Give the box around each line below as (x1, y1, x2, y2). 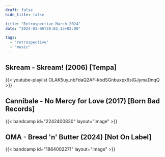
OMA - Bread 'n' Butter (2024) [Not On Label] (5, 133, 152, 141)
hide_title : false (5, 12, 44, 17)
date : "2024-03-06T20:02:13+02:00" (5, 26, 81, 31)
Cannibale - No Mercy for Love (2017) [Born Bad (5, 97, 160, 105)
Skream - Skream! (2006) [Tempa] (5, 63, 117, 72)
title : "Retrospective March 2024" (5, 21, 81, 26)
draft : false (5, 7, 33, 13)
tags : (5, 35, 17, 41)
